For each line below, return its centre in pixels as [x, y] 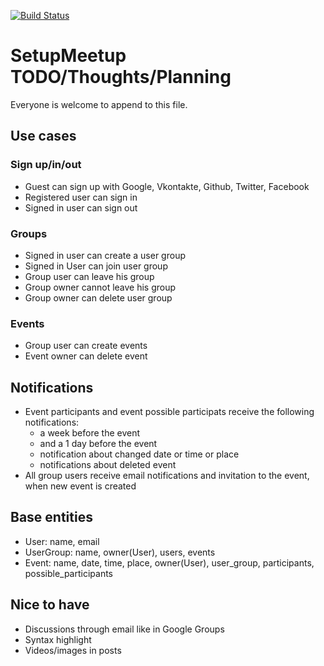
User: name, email [62, 541]
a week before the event [90, 433]
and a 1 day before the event [98, 444]
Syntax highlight [58, 639]
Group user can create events [86, 346]
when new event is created [80, 486]
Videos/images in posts [73, 650]
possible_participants [69, 573]
